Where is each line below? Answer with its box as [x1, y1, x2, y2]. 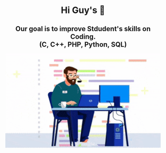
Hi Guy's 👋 [60, 5, 106, 16]
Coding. [70, 32, 96, 41]
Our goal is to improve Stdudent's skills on [15, 25, 151, 33]
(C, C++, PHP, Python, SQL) [39, 40, 127, 49]
